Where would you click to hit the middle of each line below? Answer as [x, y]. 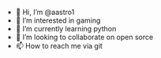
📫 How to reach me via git [59, 46]
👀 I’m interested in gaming [58, 20]
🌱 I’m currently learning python [66, 29]
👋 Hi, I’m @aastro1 [45, 12]
